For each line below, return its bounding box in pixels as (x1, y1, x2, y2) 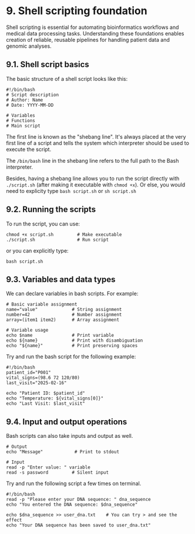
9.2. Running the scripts (6, 205, 96, 215)
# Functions (6, 117, 35, 123)
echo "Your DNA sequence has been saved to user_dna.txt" (6, 522, 151, 529)
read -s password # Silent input (6, 470, 109, 476)
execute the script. (6, 146, 52, 153)
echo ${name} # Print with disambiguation (6, 338, 143, 343)
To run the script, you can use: (6, 220, 80, 227)
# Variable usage (6, 327, 49, 333)
